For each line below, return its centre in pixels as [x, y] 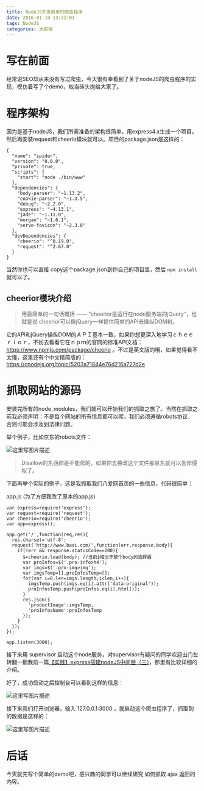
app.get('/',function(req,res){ [47, 534]
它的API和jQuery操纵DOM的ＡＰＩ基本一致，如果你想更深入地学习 [89, 334]
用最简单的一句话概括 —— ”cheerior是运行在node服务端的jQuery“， [106, 314]
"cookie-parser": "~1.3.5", [53, 199]
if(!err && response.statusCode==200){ [68, 550]
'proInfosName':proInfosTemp [65, 610]
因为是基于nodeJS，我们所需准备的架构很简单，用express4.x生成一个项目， [102, 132]
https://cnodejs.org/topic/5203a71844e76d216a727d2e [76, 364]
